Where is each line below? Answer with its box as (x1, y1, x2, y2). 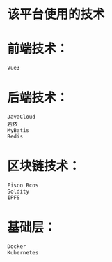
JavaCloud (7, 113, 36, 121)
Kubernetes (7, 249, 39, 256)
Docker (7, 242, 26, 250)
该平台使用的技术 (7, 6, 106, 22)
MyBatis (7, 127, 30, 134)
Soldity (7, 188, 30, 195)
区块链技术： (7, 159, 81, 175)
